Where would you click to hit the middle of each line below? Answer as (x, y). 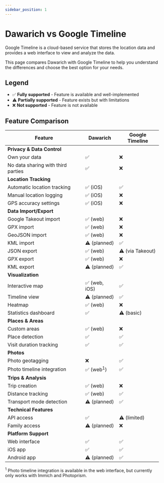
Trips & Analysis (27, 378)
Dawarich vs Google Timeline (66, 34)
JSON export (22, 251)
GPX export (21, 259)
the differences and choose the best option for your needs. (64, 67)
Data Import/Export (31, 211)
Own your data (24, 157)
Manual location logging (35, 195)
